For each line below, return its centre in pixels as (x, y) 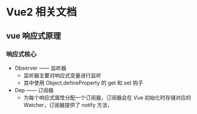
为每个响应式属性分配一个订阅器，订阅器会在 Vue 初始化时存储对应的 (107, 97)
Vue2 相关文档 (42, 12)
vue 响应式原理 (34, 36)
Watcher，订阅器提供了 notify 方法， (68, 105)
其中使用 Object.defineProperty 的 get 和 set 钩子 (83, 83)
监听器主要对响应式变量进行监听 (62, 75)
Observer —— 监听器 (40, 68)
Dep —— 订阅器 (34, 90)
